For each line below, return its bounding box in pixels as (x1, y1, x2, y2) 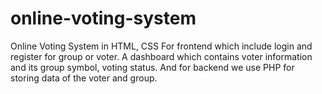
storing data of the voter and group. (10, 72, 158, 84)
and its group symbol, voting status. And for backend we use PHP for (10, 61, 295, 73)
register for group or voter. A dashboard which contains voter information (10, 50, 313, 62)
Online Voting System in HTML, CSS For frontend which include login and (10, 40, 313, 52)
